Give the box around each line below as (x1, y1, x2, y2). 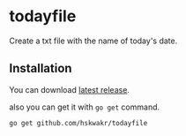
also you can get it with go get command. (9, 102, 160, 112)
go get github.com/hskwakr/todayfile (9, 118, 148, 127)
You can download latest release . (9, 84, 130, 94)
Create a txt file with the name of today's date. (9, 35, 178, 46)
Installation (9, 61, 72, 76)
